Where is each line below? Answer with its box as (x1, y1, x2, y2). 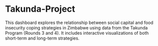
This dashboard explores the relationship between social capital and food (5, 20, 154, 25)
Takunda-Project (5, 3, 76, 15)
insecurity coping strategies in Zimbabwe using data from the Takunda (5, 24, 148, 30)
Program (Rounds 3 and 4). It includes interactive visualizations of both (5, 30, 149, 36)
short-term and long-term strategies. (5, 35, 79, 41)
